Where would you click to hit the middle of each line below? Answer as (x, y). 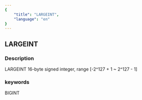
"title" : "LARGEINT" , (36, 14)
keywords (17, 82)
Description (19, 58)
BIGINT (12, 93)
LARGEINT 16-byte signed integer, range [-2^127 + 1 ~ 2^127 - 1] (71, 69)
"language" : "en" (32, 19)
